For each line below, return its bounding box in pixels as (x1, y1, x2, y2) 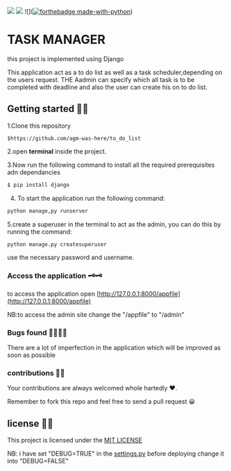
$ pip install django (7, 181, 70, 188)
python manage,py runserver (7, 207, 89, 215)
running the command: (7, 227, 72, 235)
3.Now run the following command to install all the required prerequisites (7, 160, 215, 169)
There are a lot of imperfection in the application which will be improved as (7, 343, 221, 352)
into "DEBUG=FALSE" (7, 457, 69, 465)
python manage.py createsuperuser (7, 240, 108, 248)
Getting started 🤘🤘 (7, 103, 89, 115)
